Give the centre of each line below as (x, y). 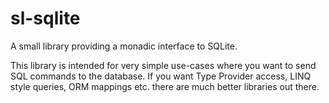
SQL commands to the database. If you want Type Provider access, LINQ (161, 76)
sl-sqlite (45, 18)
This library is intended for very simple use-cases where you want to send (163, 65)
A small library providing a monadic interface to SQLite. (124, 46)
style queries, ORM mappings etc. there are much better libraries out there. (165, 86)
